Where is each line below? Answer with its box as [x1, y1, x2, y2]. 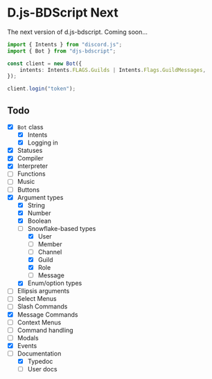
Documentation [17, 349, 62, 358]
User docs [27, 364, 58, 373]
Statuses [17, 147, 43, 155]
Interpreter [17, 162, 48, 170]
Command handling [17, 326, 74, 334]
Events [17, 341, 37, 350]
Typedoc [27, 357, 53, 365]
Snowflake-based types [27, 224, 96, 232]
